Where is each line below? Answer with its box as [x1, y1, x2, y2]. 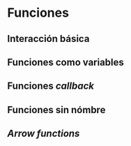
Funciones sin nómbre [7, 103, 106, 116]
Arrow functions [7, 128, 80, 140]
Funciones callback [7, 80, 95, 92]
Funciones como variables [7, 56, 124, 68]
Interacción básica [7, 33, 90, 45]
